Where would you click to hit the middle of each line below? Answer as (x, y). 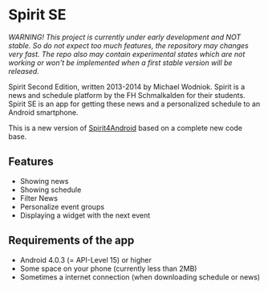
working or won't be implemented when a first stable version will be (120, 63)
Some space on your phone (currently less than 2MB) (108, 268)
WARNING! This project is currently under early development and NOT (125, 37)
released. (24, 71)
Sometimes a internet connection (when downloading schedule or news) (140, 277)
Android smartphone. (43, 112)
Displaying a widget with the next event (85, 215)
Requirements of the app (71, 241)
